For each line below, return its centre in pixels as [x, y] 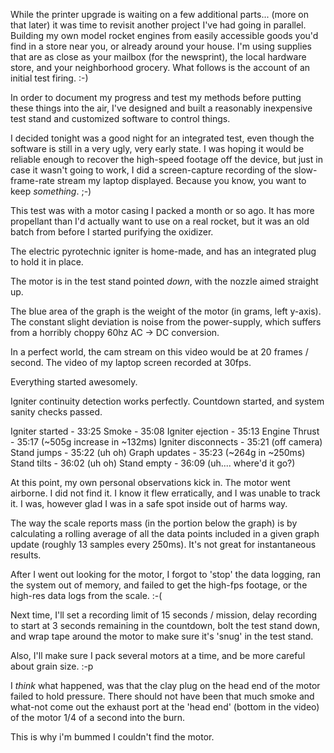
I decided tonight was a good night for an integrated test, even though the [162, 138]
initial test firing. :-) [49, 78]
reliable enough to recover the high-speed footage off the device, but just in [166, 159]
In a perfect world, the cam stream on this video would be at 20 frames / [159, 352]
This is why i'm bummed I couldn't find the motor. [112, 737]
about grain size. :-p [52, 666]
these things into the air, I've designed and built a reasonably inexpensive [161, 108]
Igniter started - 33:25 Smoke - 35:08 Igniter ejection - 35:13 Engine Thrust [165, 431]
